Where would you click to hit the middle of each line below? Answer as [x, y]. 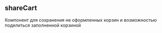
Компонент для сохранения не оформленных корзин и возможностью [81, 20]
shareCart [21, 8]
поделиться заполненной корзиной [43, 25]
